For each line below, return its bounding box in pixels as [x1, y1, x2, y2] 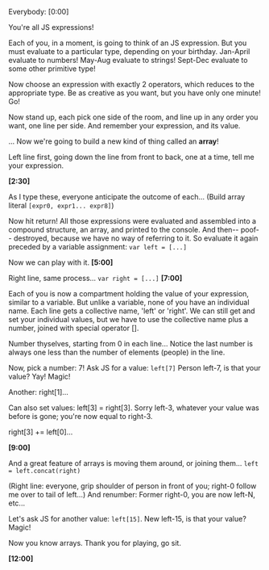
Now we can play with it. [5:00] [8, 258, 114, 267]
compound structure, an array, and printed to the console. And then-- [8, 225, 239, 234]
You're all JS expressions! [8, 23, 94, 31]
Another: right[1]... [8, 388, 68, 396]
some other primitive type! [8, 64, 96, 73]
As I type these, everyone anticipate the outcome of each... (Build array [8, 192, 246, 201]
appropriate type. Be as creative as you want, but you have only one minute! [8, 88, 262, 98]
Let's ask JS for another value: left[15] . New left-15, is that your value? [8, 514, 247, 523]
